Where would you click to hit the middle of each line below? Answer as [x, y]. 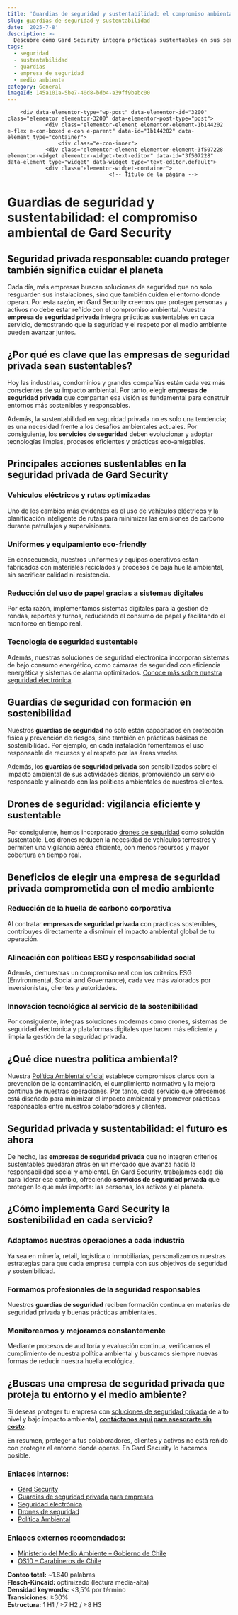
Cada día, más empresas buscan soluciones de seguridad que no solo [110, 287]
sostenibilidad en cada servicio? [80, 1220]
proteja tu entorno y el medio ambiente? [97, 1394]
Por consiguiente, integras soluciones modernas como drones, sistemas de [117, 1021]
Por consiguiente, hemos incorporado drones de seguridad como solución [116, 832]
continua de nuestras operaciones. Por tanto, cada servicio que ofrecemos [117, 1091]
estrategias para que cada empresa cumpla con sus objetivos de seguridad [117, 1263]
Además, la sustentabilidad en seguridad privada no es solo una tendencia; [117, 418]
